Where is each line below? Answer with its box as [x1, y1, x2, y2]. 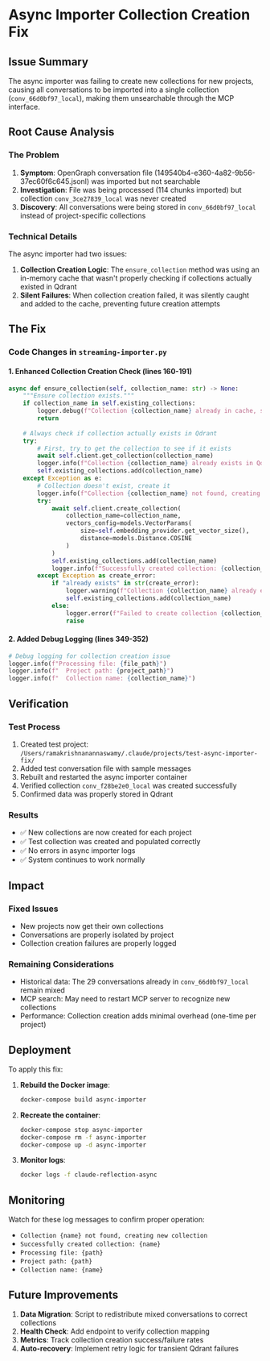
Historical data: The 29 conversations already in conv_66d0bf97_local [19, 977, 249, 987]
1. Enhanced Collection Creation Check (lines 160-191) [8, 366, 193, 376]
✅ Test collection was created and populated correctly [19, 837, 201, 847]
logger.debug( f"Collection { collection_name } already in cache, [37, 407, 257, 415]
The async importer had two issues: [8, 248, 127, 259]
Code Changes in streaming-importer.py [8, 347, 167, 358]
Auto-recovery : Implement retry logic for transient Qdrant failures [19, 1343, 239, 1353]
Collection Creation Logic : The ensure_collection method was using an [19, 264, 260, 274]
